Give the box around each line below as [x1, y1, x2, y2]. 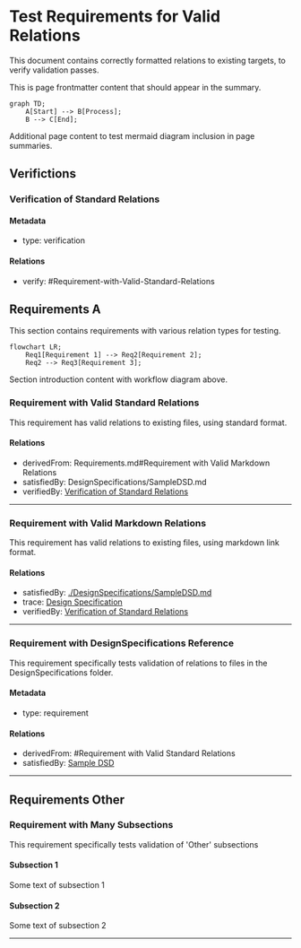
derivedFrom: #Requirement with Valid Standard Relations [21, 748, 236, 759]
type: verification [21, 235, 85, 246]
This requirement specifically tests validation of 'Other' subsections [9, 839, 259, 849]
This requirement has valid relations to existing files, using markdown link [9, 537, 279, 548]
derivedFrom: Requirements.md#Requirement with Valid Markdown [21, 457, 271, 468]
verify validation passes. [9, 65, 99, 75]
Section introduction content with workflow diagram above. [9, 374, 228, 385]
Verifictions [9, 166, 76, 181]
